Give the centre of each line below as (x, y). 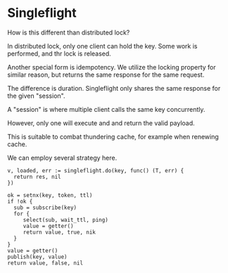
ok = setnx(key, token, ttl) (50, 195)
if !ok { (20, 201)
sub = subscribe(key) (45, 208)
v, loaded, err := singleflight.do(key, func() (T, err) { (96, 170)
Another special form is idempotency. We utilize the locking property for (112, 67)
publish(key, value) (38, 257)
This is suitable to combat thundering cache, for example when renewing (113, 136)
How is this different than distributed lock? (69, 32)
